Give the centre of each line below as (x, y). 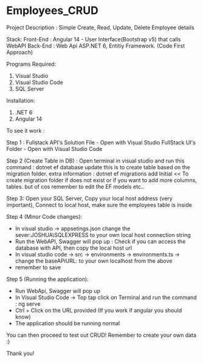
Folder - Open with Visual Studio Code (54, 149)
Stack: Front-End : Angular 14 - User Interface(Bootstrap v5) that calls (94, 39)
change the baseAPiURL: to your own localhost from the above (94, 261)
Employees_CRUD (52, 11)
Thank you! (20, 353)
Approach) (20, 52)
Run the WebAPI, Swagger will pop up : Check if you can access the (100, 241)
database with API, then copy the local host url (74, 248)
